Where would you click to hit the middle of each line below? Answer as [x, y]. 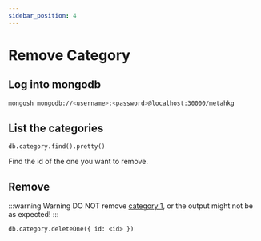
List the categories [56, 128]
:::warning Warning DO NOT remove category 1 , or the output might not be [131, 206]
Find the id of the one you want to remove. [78, 162]
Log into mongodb [55, 85]
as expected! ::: [34, 215]
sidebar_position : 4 [43, 16]
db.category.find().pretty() [57, 147]
